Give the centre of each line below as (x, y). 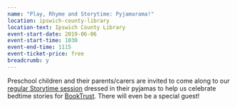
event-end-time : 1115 (39, 47)
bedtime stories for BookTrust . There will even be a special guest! (104, 96)
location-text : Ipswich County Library (67, 27)
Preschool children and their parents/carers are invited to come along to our (118, 81)
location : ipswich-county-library (59, 21)
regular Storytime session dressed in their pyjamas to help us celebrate (112, 88)
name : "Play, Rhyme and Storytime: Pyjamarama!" (81, 14)
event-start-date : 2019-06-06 (52, 34)
